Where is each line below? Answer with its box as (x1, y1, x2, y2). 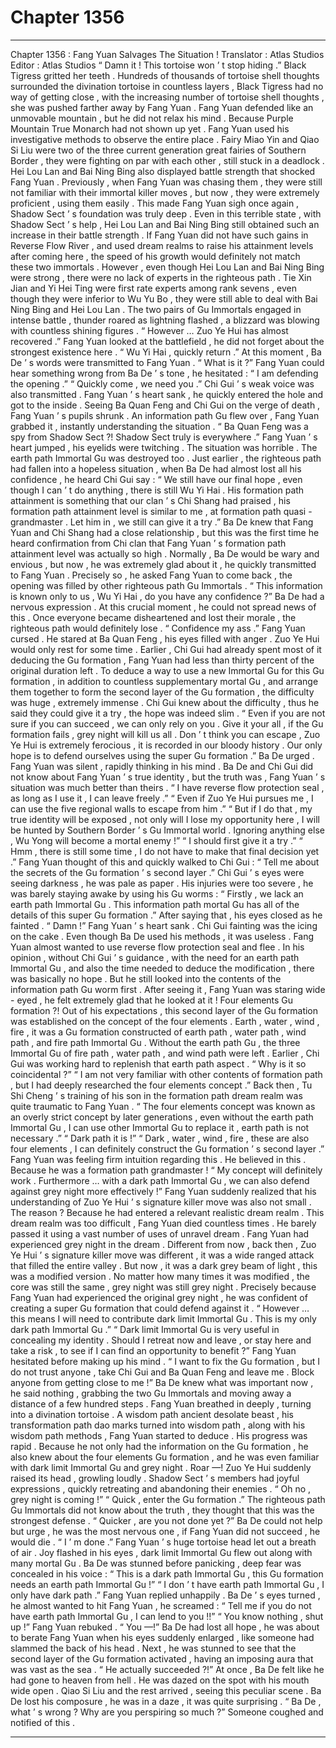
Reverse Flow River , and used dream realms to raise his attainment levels (10, 239, 314, 251)
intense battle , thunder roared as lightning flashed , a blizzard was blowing (10, 314, 320, 326)
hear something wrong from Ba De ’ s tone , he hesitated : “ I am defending (10, 367, 319, 379)
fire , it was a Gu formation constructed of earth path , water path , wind (10, 1026, 307, 1038)
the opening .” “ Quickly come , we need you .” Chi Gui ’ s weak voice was (10, 377, 315, 390)
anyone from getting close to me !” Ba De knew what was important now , (10, 1376, 314, 1388)
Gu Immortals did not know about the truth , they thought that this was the (10, 1504, 315, 1516)
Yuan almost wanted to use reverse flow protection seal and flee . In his (10, 941, 305, 953)
